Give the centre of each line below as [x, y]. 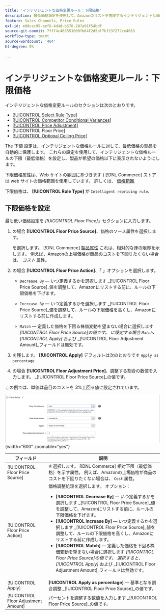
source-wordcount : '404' [30, 42]
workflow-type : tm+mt [27, 36]
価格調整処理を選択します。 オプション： [90, 486]
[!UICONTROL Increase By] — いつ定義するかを [104, 521]
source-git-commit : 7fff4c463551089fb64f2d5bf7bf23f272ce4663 [70, 31]
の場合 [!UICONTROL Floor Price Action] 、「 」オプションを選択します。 [85, 270]
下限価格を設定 [28, 208]
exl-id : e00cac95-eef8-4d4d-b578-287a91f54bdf [54, 26]
